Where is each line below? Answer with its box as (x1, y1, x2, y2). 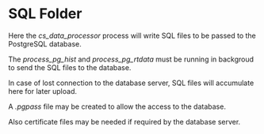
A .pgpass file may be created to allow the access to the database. (8, 102, 226, 111)
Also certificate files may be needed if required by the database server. (8, 117, 241, 126)
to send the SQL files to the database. (8, 62, 132, 72)
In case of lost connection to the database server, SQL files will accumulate (8, 78, 254, 87)
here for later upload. (8, 86, 78, 95)
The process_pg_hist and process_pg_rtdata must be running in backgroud (8, 54, 254, 64)
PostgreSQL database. (8, 39, 82, 48)
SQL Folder (8, 5, 82, 23)
